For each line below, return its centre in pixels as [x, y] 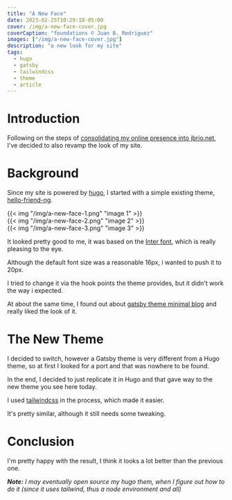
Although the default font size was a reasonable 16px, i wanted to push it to [114, 262]
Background [43, 173]
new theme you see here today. [52, 387]
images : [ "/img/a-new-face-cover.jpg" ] [65, 40]
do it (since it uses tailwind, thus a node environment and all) [94, 489]
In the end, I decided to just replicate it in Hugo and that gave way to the [110, 379]
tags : [15, 53]
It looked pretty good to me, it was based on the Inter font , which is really [111, 242]
